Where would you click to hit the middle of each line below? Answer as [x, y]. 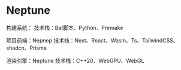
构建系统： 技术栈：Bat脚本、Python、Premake [65, 28]
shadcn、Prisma [26, 48]
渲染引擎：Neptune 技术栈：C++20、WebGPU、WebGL [75, 60]
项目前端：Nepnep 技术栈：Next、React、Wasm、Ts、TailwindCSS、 [92, 40]
